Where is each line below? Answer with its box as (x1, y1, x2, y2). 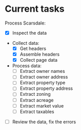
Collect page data (19, 57, 57, 63)
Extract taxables (19, 108, 54, 115)
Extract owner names (19, 68, 65, 74)
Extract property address (19, 85, 73, 92)
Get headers (19, 45, 47, 51)
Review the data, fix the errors (12, 118, 76, 125)
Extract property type (19, 80, 66, 86)
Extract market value (19, 102, 64, 109)
